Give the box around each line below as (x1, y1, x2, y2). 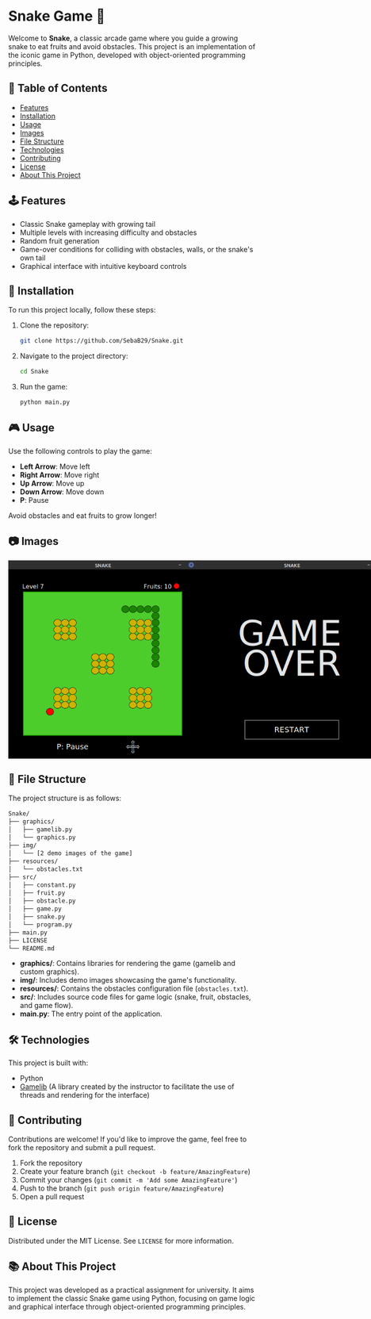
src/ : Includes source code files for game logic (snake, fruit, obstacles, (19, 992, 251, 1002)
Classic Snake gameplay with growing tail (19, 219, 156, 228)
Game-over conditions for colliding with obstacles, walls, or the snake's (19, 244, 254, 254)
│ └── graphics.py (8, 834, 77, 842)
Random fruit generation (19, 236, 100, 245)
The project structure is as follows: (8, 793, 121, 803)
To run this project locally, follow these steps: (8, 305, 156, 315)
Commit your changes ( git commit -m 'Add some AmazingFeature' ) (19, 1175, 238, 1185)
